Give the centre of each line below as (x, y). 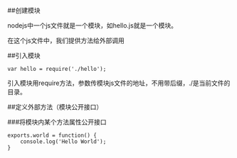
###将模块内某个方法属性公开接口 (57, 122)
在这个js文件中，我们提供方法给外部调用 (66, 40)
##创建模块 (24, 10)
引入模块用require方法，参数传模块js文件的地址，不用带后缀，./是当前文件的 (119, 83)
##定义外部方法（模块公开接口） (55, 107)
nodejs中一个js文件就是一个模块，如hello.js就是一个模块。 (93, 26)
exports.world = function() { (52, 135)
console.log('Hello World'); (63, 142)
